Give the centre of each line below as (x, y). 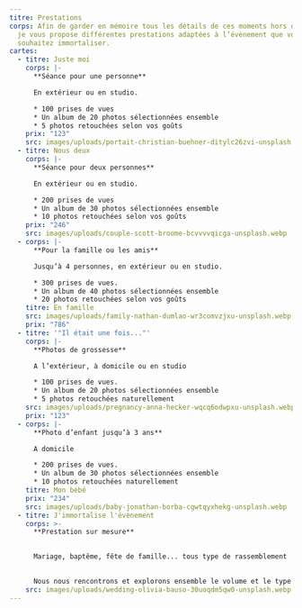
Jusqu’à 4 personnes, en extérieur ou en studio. (128, 267)
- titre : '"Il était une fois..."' (84, 333)
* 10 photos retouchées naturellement (106, 482)
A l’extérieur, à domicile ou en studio (110, 366)
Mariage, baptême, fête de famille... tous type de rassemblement (160, 557)
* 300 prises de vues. (75, 283)
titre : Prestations (46, 18)
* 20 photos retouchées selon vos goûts (110, 299)
